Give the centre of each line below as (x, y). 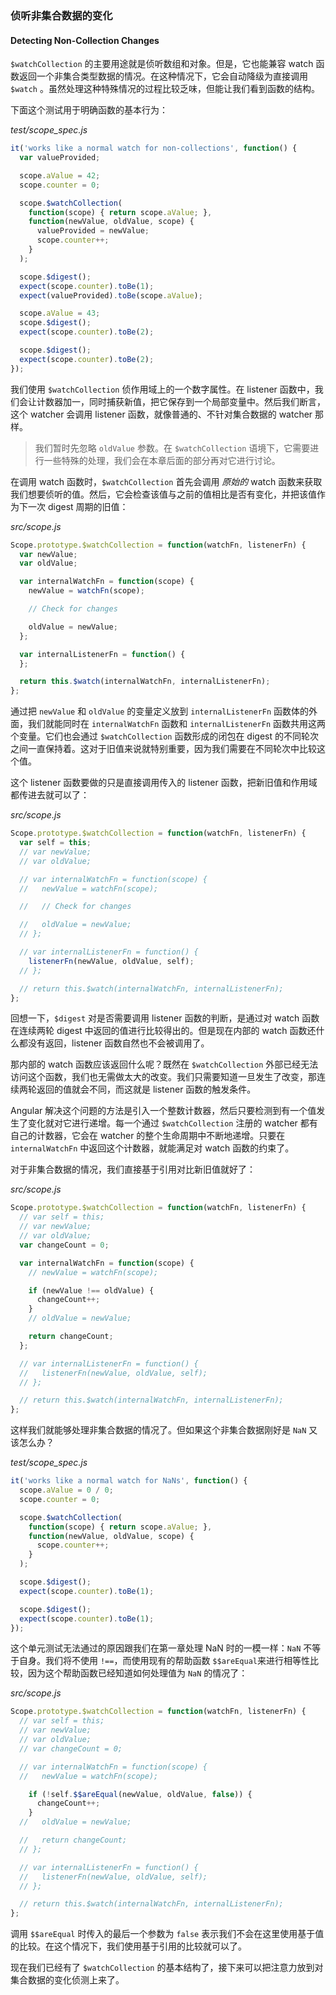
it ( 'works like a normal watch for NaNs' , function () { (129, 1481)
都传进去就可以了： (50, 795)
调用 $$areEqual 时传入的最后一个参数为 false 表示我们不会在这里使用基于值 (167, 1934)
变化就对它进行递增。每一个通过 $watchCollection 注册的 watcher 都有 (172, 1123)
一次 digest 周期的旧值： (78, 506)
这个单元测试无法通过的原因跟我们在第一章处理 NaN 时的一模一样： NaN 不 (161, 1648)
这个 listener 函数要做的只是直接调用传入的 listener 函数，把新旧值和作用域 (164, 783)
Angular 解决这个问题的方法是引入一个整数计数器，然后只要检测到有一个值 (163, 1111)
